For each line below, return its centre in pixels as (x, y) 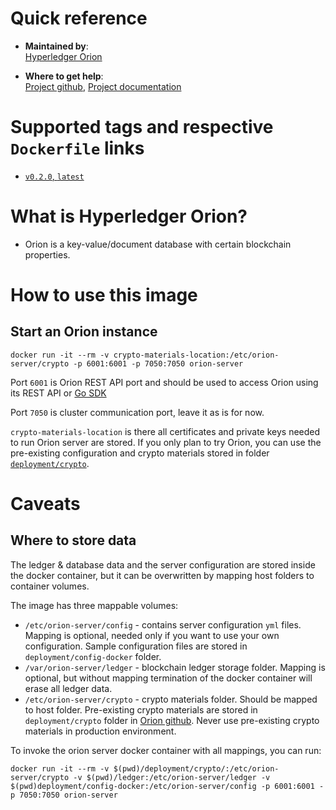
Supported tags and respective (142, 127)
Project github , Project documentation (103, 86)
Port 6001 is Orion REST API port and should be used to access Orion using (164, 382)
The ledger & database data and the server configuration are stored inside (163, 564)
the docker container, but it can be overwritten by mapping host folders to (162, 575)
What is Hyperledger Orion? (129, 216)
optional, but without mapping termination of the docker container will (168, 678)
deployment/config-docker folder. (93, 656)
